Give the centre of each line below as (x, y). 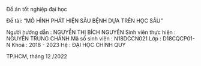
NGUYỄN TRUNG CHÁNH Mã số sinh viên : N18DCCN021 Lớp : (84, 38)
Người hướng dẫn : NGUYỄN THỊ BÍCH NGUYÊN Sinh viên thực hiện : (91, 32)
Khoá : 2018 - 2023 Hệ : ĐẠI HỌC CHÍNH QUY (69, 45)
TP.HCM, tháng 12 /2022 (37, 56)
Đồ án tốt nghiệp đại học (37, 9)
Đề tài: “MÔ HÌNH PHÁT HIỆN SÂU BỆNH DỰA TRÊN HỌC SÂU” (85, 21)
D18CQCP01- (179, 38)
